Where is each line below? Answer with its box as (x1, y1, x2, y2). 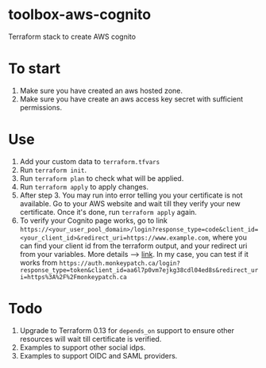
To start (8, 59, 61, 78)
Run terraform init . (19, 165, 87, 174)
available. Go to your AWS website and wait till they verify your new (19, 198, 241, 208)
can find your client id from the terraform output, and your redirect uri (19, 240, 248, 251)
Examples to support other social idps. (19, 343, 146, 352)
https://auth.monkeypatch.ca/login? (59, 259, 181, 267)
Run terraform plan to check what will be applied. (19, 173, 184, 183)
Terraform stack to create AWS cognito (8, 32, 137, 41)
